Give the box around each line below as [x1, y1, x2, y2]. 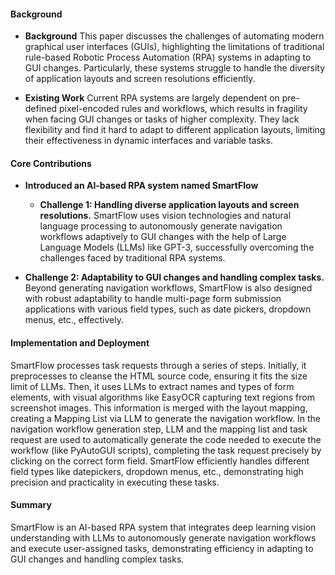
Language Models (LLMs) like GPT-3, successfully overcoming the [39, 241, 315, 254]
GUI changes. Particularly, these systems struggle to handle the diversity [24, 62, 326, 74]
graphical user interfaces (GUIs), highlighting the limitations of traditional [24, 41, 325, 53]
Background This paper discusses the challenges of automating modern [24, 30, 325, 42]
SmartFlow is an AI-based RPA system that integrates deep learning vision [10, 521, 317, 533]
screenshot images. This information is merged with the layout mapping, [10, 401, 308, 414]
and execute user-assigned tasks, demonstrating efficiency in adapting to [10, 542, 314, 554]
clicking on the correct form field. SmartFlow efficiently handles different [10, 455, 310, 467]
